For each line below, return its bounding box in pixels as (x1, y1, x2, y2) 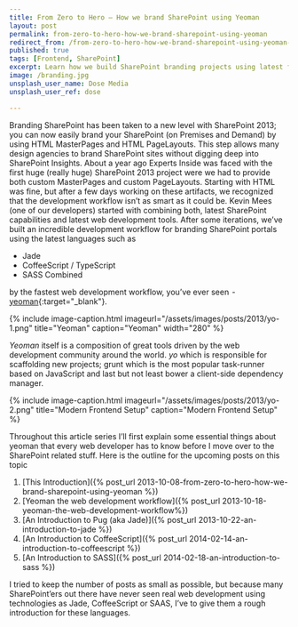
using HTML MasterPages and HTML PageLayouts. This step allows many (9, 139, 279, 149)
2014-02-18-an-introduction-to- (162, 552, 281, 563)
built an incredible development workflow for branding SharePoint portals (9, 223, 278, 234)
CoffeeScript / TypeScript (21, 260, 116, 270)
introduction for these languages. (9, 607, 131, 618)
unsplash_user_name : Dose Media (9, 79, 129, 88)
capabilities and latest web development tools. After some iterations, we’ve (9, 214, 283, 225)
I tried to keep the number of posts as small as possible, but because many (9, 579, 284, 590)
